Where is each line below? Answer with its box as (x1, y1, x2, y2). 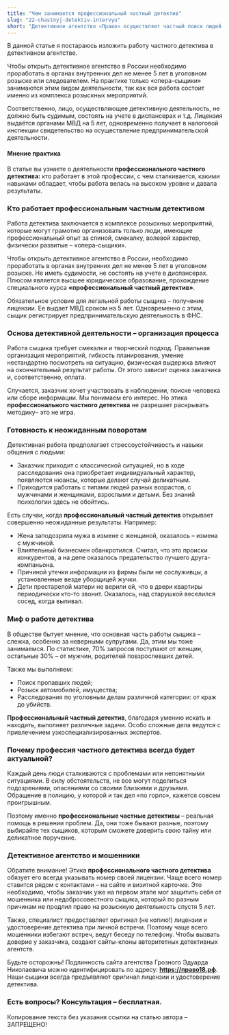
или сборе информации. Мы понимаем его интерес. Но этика (7, 393, 188, 402)
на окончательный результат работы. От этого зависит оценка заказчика (7, 366, 221, 374)
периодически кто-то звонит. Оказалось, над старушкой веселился (16, 590, 216, 598)
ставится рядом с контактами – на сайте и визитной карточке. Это (7, 881, 202, 889)
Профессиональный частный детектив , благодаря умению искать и (7, 714, 211, 722)
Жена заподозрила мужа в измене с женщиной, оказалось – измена (16, 532, 218, 540)
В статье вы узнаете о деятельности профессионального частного (7, 165, 206, 173)
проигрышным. (7, 799, 52, 807)
